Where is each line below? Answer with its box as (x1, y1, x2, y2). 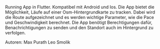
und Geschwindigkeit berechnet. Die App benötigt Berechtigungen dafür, (5, 19, 153, 25)
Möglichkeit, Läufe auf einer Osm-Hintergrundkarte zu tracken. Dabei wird (5, 9, 156, 15)
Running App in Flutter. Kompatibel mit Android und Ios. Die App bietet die (5, 4, 155, 10)
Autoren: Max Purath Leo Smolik (5, 39, 70, 45)
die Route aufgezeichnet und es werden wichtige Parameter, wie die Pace (5, 15, 154, 20)
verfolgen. (5, 30, 26, 35)
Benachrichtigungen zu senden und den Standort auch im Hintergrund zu (5, 25, 154, 31)
